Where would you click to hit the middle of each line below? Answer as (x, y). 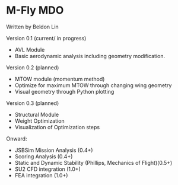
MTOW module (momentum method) (60, 79)
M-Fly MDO (35, 10)
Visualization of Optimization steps (57, 127)
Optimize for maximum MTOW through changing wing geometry (93, 85)
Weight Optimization (39, 121)
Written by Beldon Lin (33, 27)
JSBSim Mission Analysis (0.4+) (54, 150)
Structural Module (37, 114)
